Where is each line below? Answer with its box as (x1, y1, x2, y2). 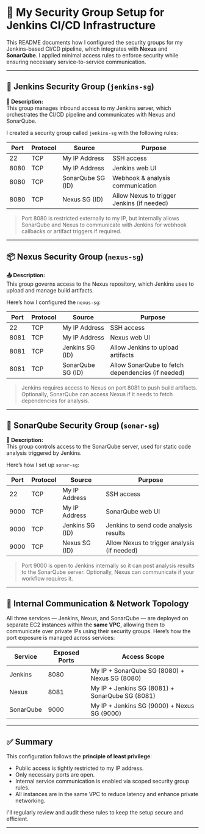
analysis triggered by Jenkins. (6, 449, 82, 457)
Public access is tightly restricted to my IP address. (15, 764, 144, 772)
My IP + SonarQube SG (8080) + (90, 667, 185, 675)
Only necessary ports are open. (15, 771, 95, 778)
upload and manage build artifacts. (6, 286, 94, 294)
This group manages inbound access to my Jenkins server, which (6, 104, 171, 112)
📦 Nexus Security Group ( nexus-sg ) (6, 252, 144, 262)
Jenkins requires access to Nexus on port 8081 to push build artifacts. (21, 384, 198, 391)
